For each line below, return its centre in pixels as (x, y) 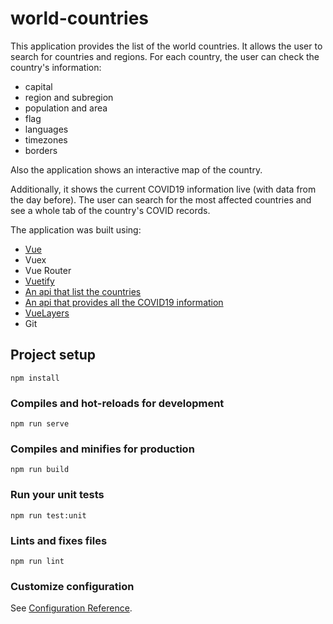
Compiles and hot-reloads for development (117, 403)
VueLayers (47, 313)
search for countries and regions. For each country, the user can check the (165, 56)
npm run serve (40, 424)
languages (46, 129)
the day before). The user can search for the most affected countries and (161, 199)
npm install (35, 378)
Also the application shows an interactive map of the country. (136, 169)
